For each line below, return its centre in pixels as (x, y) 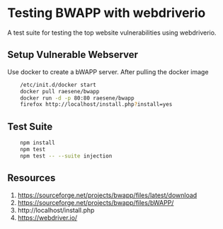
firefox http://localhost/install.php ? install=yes (96, 105)
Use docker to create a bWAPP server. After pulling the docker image (108, 71)
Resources (32, 178)
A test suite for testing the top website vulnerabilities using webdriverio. (112, 33)
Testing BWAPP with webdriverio (107, 13)
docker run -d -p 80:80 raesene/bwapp (77, 98)
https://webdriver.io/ (47, 218)
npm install (38, 143)
